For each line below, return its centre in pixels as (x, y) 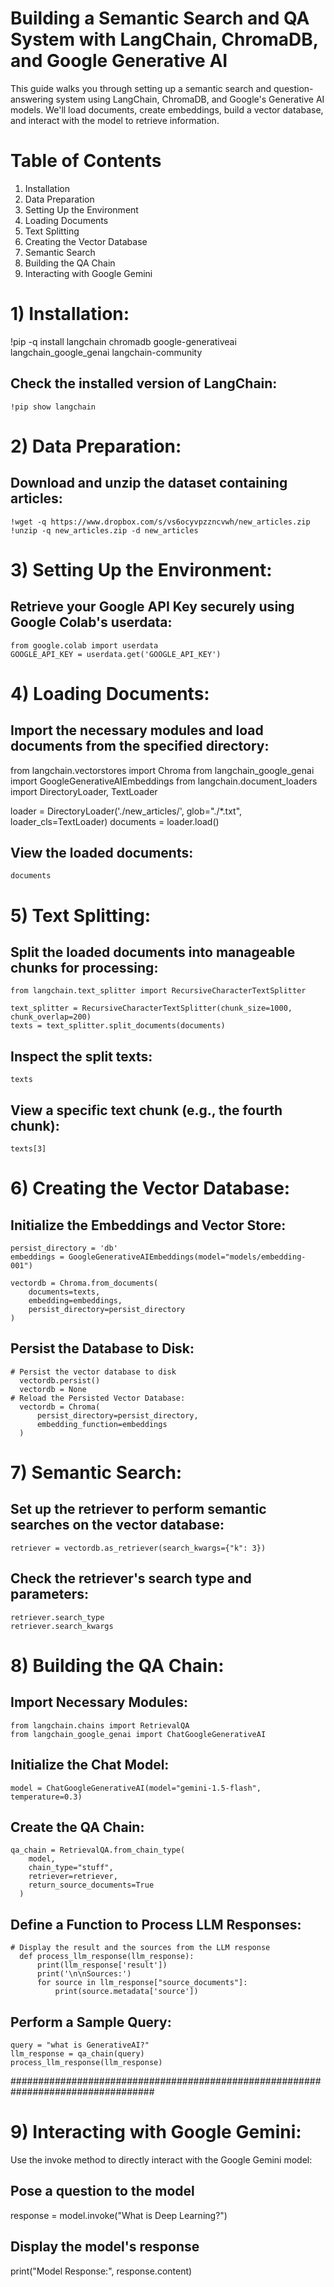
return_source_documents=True (91, 1885)
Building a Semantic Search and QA (160, 18)
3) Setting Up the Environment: (141, 569)
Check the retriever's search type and (131, 1578)
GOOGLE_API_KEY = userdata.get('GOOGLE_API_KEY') (116, 654)
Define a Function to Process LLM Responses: (156, 1924)
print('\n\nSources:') (84, 1974)
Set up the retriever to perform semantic (138, 1509)
